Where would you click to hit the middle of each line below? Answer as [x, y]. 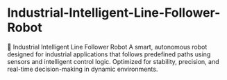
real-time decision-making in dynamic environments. [83, 69]
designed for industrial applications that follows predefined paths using [109, 54]
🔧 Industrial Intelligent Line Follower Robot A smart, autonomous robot [107, 47]
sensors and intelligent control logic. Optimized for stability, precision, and [113, 61]
